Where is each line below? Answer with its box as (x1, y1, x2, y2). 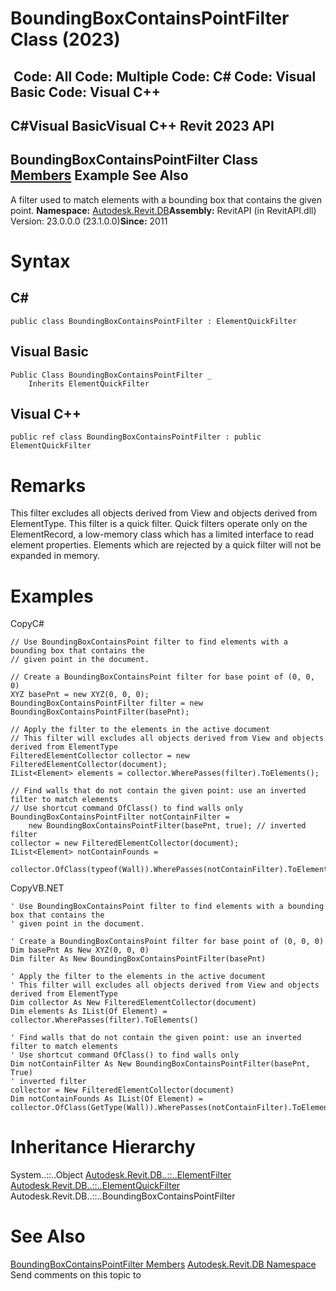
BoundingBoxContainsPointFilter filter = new (10, 698, 203, 709)
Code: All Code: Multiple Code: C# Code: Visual (13, 68, 317, 85)
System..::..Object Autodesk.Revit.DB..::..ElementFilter (10, 1169, 232, 1181)
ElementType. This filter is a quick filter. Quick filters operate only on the (10, 518, 308, 530)
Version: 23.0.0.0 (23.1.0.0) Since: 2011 (10, 215, 168, 227)
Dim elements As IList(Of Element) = (10, 1007, 168, 1017)
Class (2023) (10, 28, 121, 51)
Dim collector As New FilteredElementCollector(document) (10, 998, 257, 1008)
